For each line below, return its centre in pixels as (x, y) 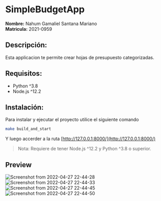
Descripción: (26, 45)
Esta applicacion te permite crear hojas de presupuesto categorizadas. (80, 57)
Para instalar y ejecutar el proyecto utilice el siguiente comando (72, 120)
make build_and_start (28, 129)
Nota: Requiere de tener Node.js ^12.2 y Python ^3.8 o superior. (85, 149)
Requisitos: (24, 73)
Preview (19, 165)
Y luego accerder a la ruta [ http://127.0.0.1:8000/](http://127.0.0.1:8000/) (80, 139)
